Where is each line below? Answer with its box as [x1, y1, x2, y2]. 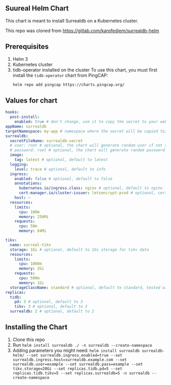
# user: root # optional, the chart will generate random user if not [10, 143, 163, 148]
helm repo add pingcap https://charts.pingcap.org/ [12, 82, 125, 87]
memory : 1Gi [18, 280, 44, 285]
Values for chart [5, 96, 58, 105]
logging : [10, 162, 28, 167]
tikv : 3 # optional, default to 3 [14, 304, 88, 309]
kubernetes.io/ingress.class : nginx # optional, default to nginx [18, 186, 163, 191]
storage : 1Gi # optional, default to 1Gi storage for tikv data [10, 247, 149, 252]
